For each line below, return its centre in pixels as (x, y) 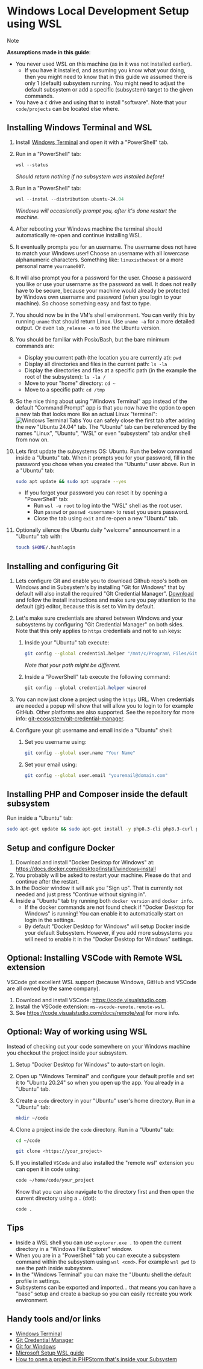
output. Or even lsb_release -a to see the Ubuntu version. (88, 328)
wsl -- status (32, 165)
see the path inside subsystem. (54, 1268)
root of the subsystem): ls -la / (65, 376)
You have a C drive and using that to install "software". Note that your (101, 102)
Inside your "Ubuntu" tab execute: (67, 643)
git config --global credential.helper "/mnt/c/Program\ (98, 654)
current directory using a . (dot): (56, 1198)
